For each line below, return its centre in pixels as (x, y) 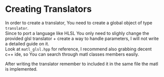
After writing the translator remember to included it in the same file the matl (82, 64)
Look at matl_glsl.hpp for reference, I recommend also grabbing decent (79, 49)
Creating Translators (48, 9)
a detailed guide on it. (27, 43)
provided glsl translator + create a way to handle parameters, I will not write (82, 38)
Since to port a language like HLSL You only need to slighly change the (77, 33)
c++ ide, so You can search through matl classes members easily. (72, 54)
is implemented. (21, 69)
